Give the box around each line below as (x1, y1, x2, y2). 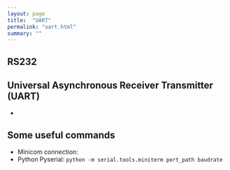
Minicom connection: (17, 148, 78, 156)
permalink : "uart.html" (7, 23, 77, 30)
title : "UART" (7, 17, 52, 24)
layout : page (7, 10, 45, 17)
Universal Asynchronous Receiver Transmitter (7, 80, 213, 92)
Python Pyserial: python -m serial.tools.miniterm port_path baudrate (17, 155, 223, 164)
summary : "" (7, 29, 42, 37)
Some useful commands (7, 129, 115, 141)
